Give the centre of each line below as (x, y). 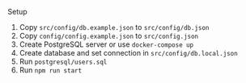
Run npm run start (51, 70)
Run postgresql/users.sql (63, 61)
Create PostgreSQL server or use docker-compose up (106, 44)
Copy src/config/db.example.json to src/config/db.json (114, 27)
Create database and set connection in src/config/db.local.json (128, 53)
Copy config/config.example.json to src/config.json (109, 36)
